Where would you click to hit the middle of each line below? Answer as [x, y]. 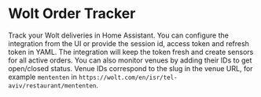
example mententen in [42, 77]
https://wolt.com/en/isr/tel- [128, 77]
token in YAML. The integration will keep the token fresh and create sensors [131, 52]
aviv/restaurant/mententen [52, 86]
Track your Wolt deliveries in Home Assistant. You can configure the [119, 35]
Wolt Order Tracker [72, 14]
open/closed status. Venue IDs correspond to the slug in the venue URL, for [130, 68]
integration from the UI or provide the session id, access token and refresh [129, 43]
